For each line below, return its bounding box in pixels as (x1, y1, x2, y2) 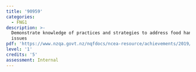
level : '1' (6, 46, 33, 52)
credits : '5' (6, 52, 38, 57)
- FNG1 (11, 19, 27, 25)
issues (11, 35, 27, 41)
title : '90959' (6, 8, 43, 15)
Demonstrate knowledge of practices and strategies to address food (11, 30, 181, 36)
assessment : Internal (6, 57, 59, 63)
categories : (6, 14, 35, 20)
